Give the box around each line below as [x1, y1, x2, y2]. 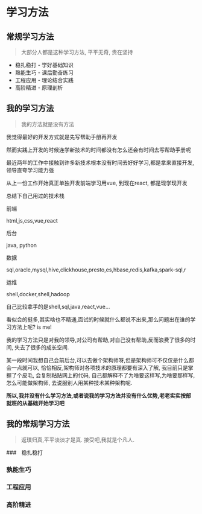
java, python [6, 241, 37, 249]
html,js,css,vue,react [6, 217, 58, 224]
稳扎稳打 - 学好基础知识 [14, 62, 74, 68]
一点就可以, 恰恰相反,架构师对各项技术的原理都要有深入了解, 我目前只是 [11, 364, 188, 371]
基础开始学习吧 [27, 399, 65, 407]
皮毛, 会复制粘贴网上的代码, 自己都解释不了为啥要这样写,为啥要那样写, [22, 372, 195, 379]
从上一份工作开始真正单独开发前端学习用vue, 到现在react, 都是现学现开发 [6, 179, 188, 186]
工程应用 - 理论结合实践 [14, 77, 74, 83]
